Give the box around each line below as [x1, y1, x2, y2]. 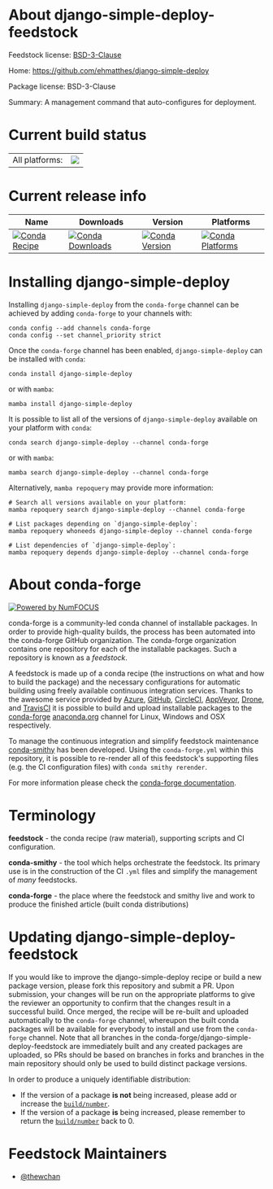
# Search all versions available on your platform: [8, 498, 187, 506]
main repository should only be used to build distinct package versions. [8, 1058, 248, 1068]
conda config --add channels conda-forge [8, 324, 151, 332]
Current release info [8, 187, 147, 205]
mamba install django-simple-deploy [8, 400, 132, 408]
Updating [8, 928, 73, 946]
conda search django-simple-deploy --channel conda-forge [8, 438, 209, 447]
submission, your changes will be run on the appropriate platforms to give [8, 989, 256, 999]
